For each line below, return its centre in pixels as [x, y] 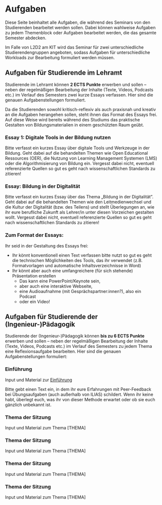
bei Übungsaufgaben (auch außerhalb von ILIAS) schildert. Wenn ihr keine [79, 394]
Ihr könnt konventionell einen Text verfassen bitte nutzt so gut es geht [82, 255]
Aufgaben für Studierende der [51, 317]
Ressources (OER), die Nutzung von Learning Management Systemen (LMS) [81, 158]
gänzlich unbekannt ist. [28, 405]
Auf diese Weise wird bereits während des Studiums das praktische [73, 119]
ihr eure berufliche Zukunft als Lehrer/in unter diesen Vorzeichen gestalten [80, 212]
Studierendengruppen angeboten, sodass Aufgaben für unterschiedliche [78, 52]
